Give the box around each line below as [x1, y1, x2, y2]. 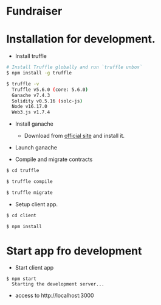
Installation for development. [6, 32, 156, 46]
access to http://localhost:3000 [15, 292, 94, 300]
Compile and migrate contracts [15, 156, 93, 163]
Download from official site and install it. [24, 132, 125, 140]
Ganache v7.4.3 [12, 92, 50, 98]
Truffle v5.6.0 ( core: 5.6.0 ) [12, 87, 88, 93]
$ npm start [6, 276, 36, 282]
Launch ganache [15, 144, 58, 151]
